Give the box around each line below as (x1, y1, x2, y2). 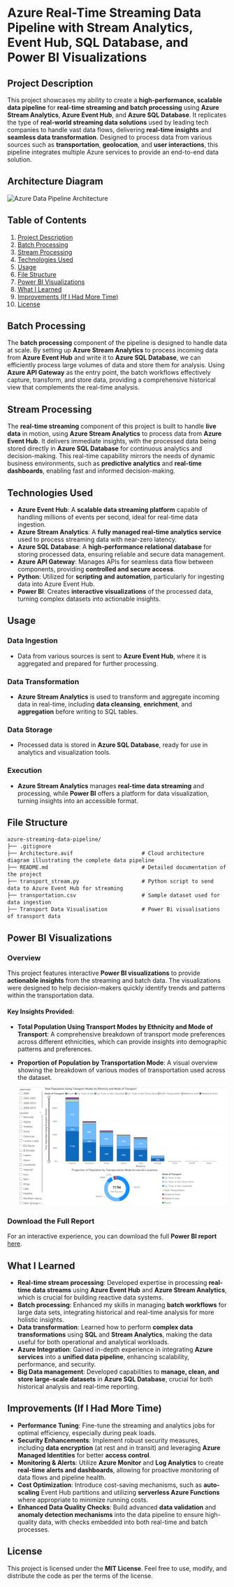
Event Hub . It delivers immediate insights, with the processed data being (7, 437, 217, 446)
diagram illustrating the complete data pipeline (7, 857, 155, 864)
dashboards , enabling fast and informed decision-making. (7, 467, 176, 475)
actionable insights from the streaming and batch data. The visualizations (7, 976, 221, 985)
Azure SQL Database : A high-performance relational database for (17, 543, 212, 551)
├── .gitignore (7, 843, 52, 851)
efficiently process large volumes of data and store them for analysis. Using (7, 361, 225, 369)
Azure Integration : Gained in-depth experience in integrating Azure (17, 1345, 213, 1354)
